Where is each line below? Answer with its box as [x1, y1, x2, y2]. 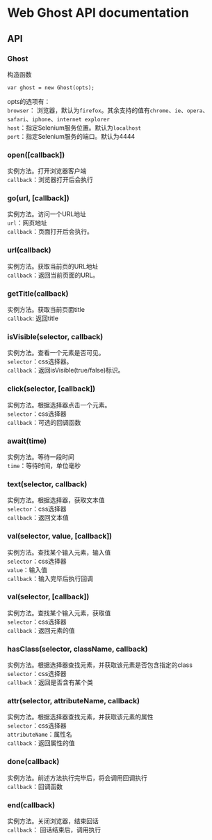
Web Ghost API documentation [7, 5, 189, 21]
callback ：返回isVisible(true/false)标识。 [7, 366, 124, 375]
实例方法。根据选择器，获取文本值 [7, 496, 105, 504]
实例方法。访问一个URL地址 [7, 210, 87, 218]
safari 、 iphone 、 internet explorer [7, 114, 110, 123]
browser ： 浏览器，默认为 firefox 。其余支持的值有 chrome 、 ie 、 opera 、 [7, 106, 209, 114]
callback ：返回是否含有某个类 [7, 678, 94, 687]
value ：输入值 [7, 565, 47, 573]
